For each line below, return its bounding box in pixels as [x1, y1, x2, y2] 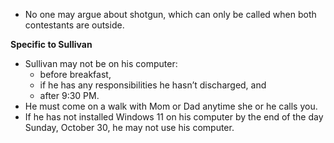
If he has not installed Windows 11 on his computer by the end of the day [24, 111, 324, 123]
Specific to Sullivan [10, 39, 93, 50]
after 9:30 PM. [39, 90, 100, 101]
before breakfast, [39, 69, 112, 80]
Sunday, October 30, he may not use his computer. [24, 122, 235, 133]
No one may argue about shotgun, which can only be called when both [24, 9, 317, 20]
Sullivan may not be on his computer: [24, 58, 178, 69]
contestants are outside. [24, 19, 125, 31]
